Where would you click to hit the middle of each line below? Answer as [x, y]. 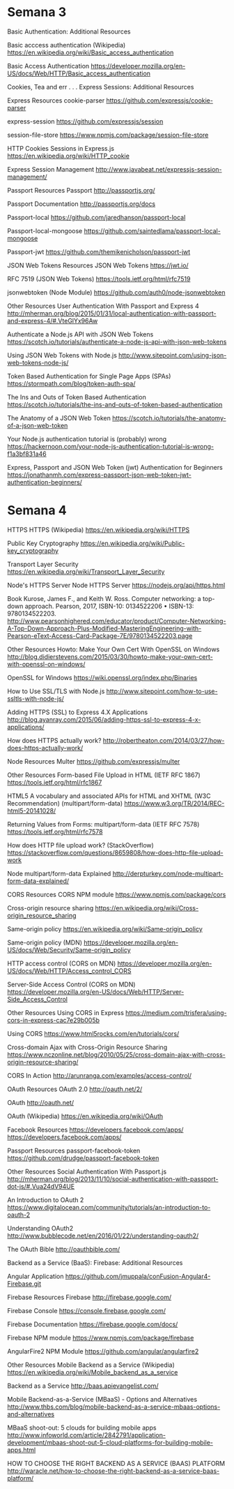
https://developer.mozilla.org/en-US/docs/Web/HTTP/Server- [96, 991]
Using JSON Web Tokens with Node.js [62, 355]
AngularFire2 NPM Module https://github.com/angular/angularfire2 [103, 1351]
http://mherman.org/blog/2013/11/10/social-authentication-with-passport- [113, 1179]
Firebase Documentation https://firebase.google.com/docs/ [93, 1324]
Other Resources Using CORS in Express [65, 1012]
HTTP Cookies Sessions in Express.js [61, 148]
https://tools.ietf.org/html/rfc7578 [55, 831]
